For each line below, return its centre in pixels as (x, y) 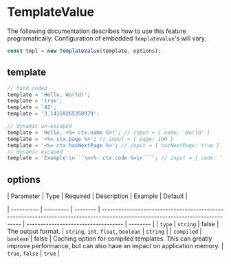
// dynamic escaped (35, 152)
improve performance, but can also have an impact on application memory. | (115, 246)
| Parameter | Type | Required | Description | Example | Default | (97, 196)
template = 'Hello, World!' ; (49, 95)
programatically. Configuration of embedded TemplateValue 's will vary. (107, 38)
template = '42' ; (32, 107)
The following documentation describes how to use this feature (97, 31)
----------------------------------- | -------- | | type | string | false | (123, 224)
